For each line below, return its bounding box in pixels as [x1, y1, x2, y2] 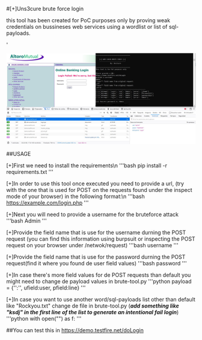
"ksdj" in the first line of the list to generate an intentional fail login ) [6, 308, 179, 315]
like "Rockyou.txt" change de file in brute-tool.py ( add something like [6, 302, 179, 309]
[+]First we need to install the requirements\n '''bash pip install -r [6, 162, 167, 169]
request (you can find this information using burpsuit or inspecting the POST [6, 235, 195, 243]
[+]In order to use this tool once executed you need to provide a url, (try [6, 180, 185, 187]
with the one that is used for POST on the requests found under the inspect [6, 186, 192, 193]
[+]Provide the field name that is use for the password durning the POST [6, 253, 186, 261]
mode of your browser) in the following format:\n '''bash [6, 193, 145, 200]
